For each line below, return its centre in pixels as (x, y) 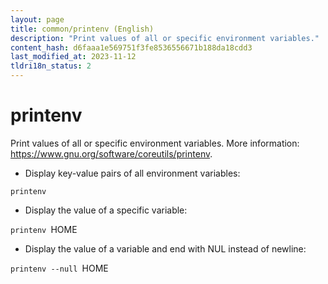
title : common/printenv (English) (82, 29)
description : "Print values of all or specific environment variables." (165, 38)
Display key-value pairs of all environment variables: (132, 173)
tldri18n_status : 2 (51, 66)
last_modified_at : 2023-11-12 (73, 57)
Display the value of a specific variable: (106, 210)
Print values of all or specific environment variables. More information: (155, 143)
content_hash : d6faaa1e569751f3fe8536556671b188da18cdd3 (131, 47)
